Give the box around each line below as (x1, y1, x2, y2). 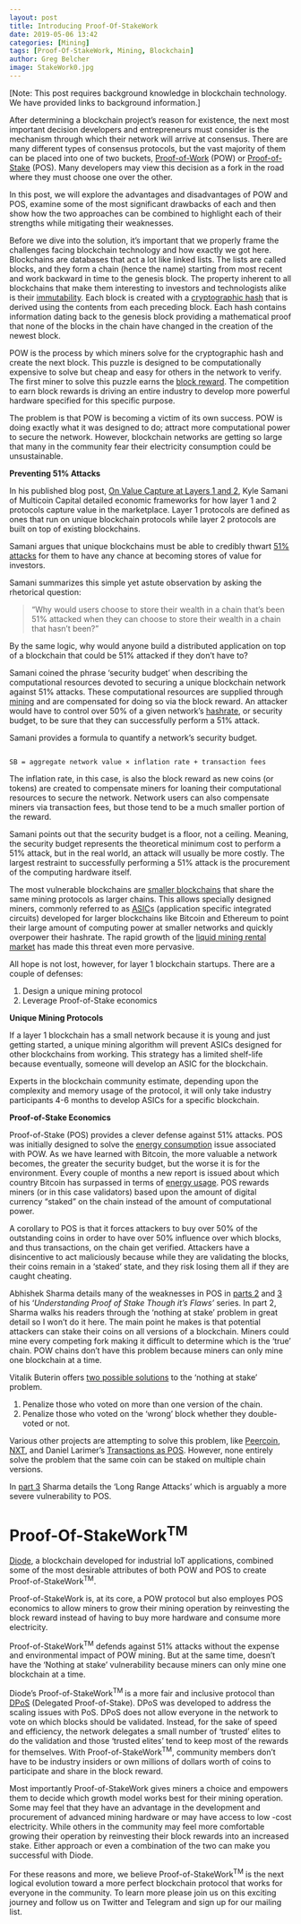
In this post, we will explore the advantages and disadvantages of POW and (9, 189, 288, 200)
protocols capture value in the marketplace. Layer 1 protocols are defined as (9, 504, 290, 515)
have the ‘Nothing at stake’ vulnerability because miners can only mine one (9, 1660, 287, 1670)
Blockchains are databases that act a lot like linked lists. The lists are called (9, 254, 287, 264)
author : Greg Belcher (9, 55, 90, 64)
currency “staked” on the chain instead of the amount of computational (9, 1195, 271, 1206)
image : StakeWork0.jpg (9, 64, 94, 73)
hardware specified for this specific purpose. (9, 395, 176, 406)
